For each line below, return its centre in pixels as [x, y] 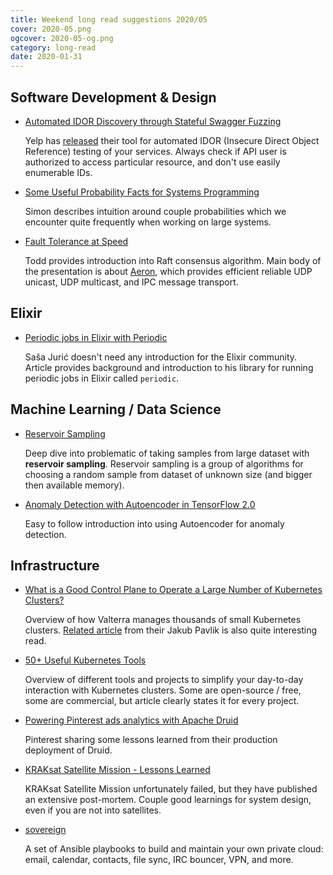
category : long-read [53, 47]
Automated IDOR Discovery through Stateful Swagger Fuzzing [153, 121]
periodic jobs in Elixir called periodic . [102, 378]
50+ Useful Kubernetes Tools [85, 660]
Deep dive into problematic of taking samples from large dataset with [167, 453]
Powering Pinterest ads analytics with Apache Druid [131, 720]
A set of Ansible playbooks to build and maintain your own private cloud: [174, 849]
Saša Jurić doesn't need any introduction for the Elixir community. [161, 357]
